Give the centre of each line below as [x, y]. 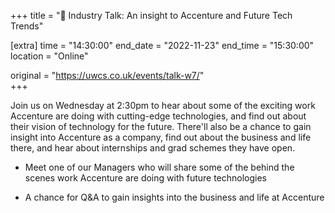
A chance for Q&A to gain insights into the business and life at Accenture [174, 197]
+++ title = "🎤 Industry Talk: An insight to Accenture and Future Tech [151, 15]
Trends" [27, 26]
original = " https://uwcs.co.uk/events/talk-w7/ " [107, 75]
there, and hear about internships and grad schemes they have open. [153, 148]
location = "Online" [49, 56]
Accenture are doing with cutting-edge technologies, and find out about [158, 116]
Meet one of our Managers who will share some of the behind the [159, 167]
